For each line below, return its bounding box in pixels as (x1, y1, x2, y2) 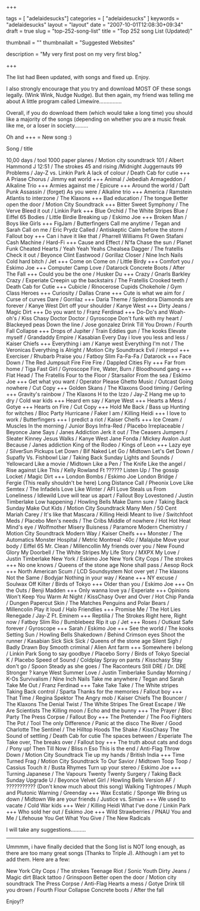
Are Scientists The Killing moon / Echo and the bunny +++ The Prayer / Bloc (6, 707, 192, 714)
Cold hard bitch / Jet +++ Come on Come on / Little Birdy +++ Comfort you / (6, 258, 194, 265)
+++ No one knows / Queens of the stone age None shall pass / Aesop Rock (6, 561, 193, 569)
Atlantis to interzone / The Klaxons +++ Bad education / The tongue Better (6, 195, 189, 201)
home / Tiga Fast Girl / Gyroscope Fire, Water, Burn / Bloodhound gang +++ (6, 366, 192, 372)
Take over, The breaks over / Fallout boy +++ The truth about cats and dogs (6, 739, 192, 745)
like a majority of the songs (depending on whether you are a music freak (6, 116, 186, 123)
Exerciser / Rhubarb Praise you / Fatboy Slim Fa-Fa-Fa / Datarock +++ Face (6, 352, 192, 360)
